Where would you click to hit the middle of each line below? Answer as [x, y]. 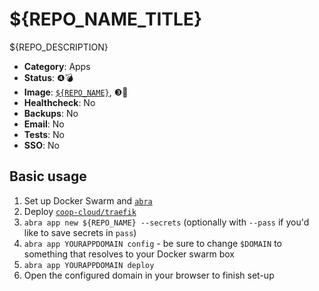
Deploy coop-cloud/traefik [80, 211]
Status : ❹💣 [48, 77]
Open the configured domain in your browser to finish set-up [149, 275]
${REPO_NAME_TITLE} [106, 19]
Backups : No [51, 113]
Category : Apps [57, 66]
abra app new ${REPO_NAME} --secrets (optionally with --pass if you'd [166, 222]
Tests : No [44, 134]
